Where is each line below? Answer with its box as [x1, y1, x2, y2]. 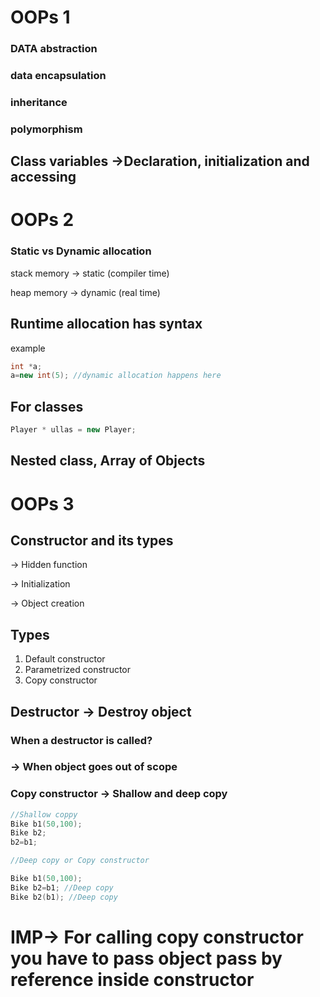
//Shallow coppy [10, 809, 78, 820]
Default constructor [24, 653, 106, 665]
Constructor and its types [10, 532, 174, 549]
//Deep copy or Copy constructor [10, 856, 150, 866]
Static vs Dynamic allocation [10, 244, 152, 258]
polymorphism [10, 122, 83, 136]
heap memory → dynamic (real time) [10, 286, 161, 298]
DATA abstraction [10, 42, 98, 56]
